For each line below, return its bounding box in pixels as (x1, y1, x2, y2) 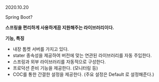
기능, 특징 (5, 35, 25, 41)
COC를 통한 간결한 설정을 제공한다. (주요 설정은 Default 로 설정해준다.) (12, 71, 154, 77)
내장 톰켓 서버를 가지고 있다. (12, 46, 69, 52)
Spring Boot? (5, 14, 33, 20)
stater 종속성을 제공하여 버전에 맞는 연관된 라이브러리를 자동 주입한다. (12, 53, 152, 58)
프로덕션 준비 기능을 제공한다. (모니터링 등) (12, 65, 98, 71)
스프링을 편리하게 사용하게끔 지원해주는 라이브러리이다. (5, 25, 114, 30)
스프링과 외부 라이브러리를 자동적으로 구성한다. (12, 59, 106, 65)
